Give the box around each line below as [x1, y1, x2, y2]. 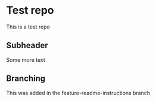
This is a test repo [6, 23, 51, 30]
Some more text [6, 56, 46, 63]
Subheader [6, 40, 49, 50]
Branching [6, 74, 46, 84]
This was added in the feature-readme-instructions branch [6, 89, 151, 96]
